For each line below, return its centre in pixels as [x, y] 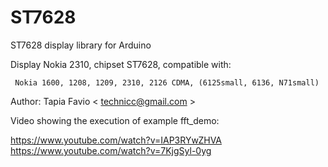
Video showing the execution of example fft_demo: [115, 120]
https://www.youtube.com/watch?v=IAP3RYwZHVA [116, 140]
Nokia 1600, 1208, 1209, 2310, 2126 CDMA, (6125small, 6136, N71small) [167, 82]
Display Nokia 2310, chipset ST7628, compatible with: [121, 64]
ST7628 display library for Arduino [81, 45]
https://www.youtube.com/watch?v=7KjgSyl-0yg [111, 150]
